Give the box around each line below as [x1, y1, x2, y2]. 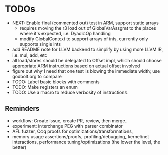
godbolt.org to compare [12, 73, 62, 79]
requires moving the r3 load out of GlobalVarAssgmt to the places [19, 25, 156, 31]
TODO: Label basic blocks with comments [12, 79, 100, 85]
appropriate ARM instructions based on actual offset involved [12, 63, 140, 69]
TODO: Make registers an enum [12, 84, 78, 90]
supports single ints [19, 41, 61, 47]
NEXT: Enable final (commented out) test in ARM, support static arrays [12, 20, 159, 26]
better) [12, 144, 27, 150]
